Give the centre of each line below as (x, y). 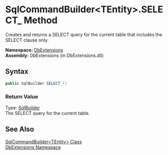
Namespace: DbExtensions (34, 50)
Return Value (22, 96)
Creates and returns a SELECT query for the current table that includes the (84, 34)
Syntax (17, 72)
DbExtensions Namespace (33, 147)
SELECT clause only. (27, 40)
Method (41, 20)
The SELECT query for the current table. (48, 113)
